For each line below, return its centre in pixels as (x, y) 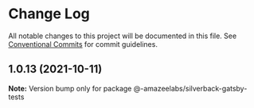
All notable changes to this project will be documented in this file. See (123, 36)
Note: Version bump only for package (70, 88)
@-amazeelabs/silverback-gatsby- (190, 88)
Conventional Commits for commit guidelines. (83, 44)
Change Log (49, 14)
